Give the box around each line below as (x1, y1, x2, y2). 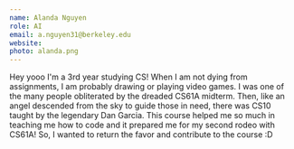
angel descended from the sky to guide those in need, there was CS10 (9, 100, 271, 111)
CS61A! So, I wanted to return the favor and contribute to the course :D (9, 129, 273, 140)
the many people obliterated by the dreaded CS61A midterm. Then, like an (9, 91, 285, 102)
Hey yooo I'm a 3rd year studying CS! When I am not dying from (9, 71, 249, 82)
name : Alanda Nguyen (9, 13, 88, 23)
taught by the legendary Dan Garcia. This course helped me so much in (9, 110, 276, 121)
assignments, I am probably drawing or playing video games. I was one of (9, 81, 285, 92)
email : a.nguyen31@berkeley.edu (9, 30, 131, 39)
